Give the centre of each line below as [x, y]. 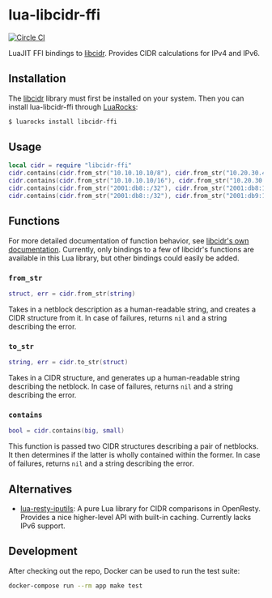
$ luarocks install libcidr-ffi [63, 122]
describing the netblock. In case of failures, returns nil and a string [121, 386]
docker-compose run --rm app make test [76, 586]
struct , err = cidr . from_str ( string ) [72, 294]
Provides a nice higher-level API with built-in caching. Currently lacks [136, 517]
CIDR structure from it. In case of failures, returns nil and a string [118, 317]
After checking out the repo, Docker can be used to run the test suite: [124, 570]
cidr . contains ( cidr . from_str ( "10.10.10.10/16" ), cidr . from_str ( [119, 181]
